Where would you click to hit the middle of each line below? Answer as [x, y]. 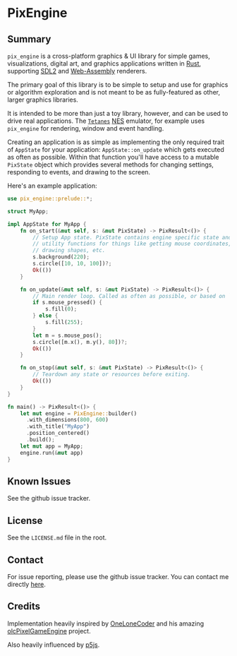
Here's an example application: [52, 186]
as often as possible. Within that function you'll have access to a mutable [114, 157]
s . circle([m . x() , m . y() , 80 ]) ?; [80, 342]
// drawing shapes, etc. [69, 251]
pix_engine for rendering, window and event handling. [86, 128]
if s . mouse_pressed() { [67, 303]
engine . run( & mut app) [51, 453]
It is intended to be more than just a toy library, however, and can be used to [118, 113]
